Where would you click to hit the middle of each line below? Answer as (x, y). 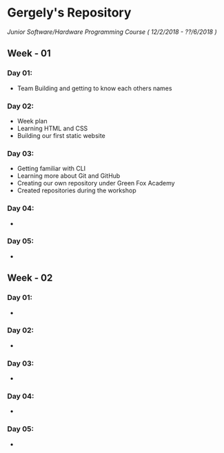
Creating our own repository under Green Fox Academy (96, 183)
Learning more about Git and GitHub (69, 176)
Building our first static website (61, 135)
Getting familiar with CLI (51, 169)
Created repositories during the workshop (77, 190)
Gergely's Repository (69, 13)
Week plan (32, 121)
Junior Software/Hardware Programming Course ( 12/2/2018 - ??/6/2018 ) (112, 32)
